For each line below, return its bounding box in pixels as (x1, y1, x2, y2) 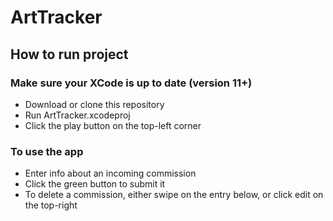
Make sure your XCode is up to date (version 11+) (10, 76, 253, 90)
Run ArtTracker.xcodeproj (24, 109, 131, 121)
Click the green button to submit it (24, 178, 166, 190)
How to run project (10, 46, 129, 63)
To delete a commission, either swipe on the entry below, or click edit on (24, 189, 324, 201)
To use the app (10, 144, 84, 158)
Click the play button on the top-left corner (24, 119, 202, 131)
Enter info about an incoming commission (24, 167, 197, 180)
